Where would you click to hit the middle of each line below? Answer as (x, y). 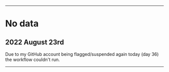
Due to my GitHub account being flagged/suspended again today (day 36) (82, 54)
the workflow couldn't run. (33, 59)
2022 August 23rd (35, 42)
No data (22, 24)
